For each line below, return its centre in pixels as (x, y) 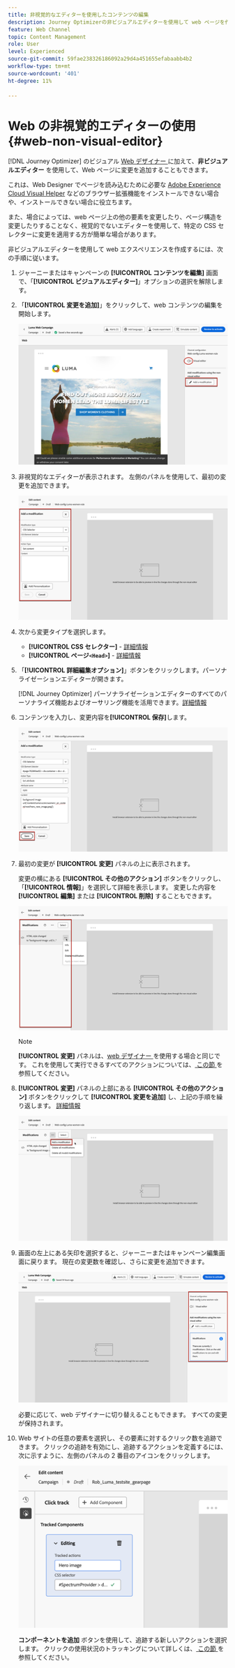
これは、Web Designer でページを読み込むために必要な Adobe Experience (115, 185)
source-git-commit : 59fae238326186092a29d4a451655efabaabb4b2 (100, 59)
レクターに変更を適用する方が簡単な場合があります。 (84, 234)
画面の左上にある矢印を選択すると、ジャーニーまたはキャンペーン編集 (118, 1253)
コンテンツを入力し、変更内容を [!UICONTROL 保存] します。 (104, 718)
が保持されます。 (42, 1423)
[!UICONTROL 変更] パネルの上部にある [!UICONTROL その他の (109, 1089)
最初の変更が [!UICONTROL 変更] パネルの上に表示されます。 (106, 863)
